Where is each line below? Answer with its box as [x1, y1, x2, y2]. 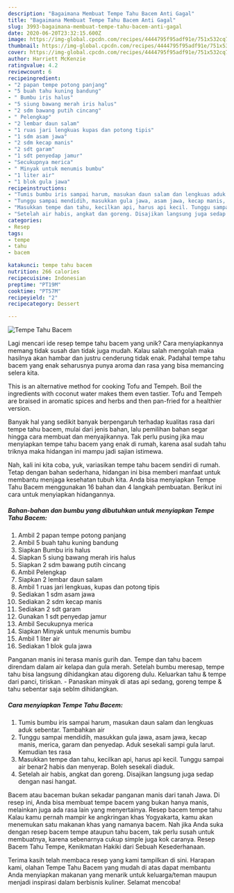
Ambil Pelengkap [17, 568, 67, 577]
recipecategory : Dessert [8, 300, 80, 308]
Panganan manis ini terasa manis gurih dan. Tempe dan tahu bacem [8, 655, 202, 664]
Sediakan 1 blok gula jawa [17, 642, 92, 650]
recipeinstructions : [8, 185, 68, 192]
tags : [8, 230, 24, 237]
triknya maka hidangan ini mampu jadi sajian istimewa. [8, 448, 164, 456]
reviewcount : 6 [8, 68, 52, 75]
